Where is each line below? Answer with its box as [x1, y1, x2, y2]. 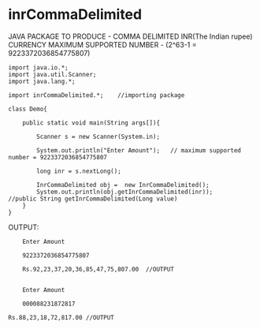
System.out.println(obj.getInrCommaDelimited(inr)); [36, 188, 214, 196]
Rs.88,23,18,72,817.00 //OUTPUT [8, 313, 114, 321]
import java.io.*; [8, 63, 69, 72]
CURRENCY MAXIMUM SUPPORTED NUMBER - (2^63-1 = [8, 39, 197, 49]
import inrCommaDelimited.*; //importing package [8, 91, 185, 99]
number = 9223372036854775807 [8, 153, 108, 161]
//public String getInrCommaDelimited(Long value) [8, 195, 178, 203]
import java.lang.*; [8, 77, 76, 85]
